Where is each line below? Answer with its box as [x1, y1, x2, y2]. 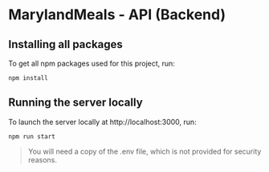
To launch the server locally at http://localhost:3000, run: [8, 117, 197, 126]
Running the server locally [8, 96, 143, 110]
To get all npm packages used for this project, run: [8, 58, 175, 68]
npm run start [8, 132, 56, 141]
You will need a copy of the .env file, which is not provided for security [27, 146, 262, 156]
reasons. [27, 154, 58, 165]
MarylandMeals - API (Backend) [8, 6, 226, 24]
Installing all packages [8, 38, 123, 51]
